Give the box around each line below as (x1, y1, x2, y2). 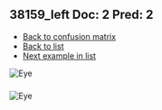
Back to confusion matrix (22, 31, 116, 41)
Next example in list (22, 50, 97, 61)
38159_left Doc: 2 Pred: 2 (9, 7, 154, 23)
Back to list (22, 41, 64, 51)
